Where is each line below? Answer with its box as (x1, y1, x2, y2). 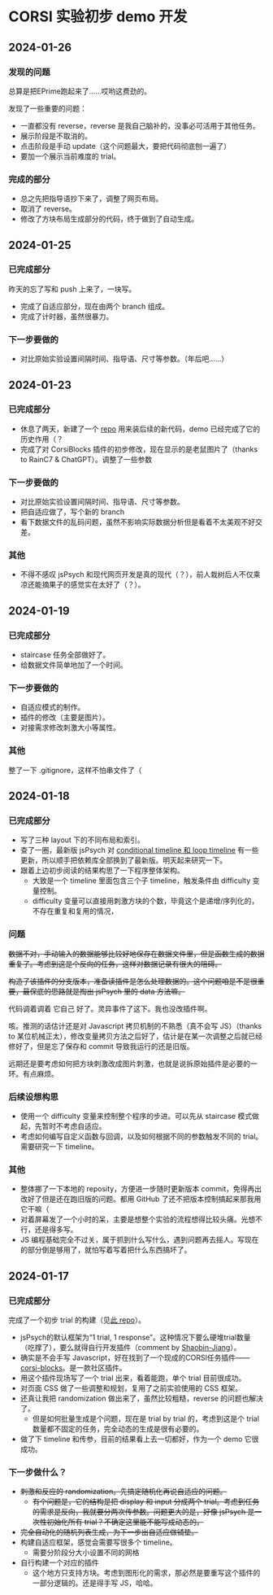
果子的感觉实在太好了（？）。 (48, 579, 145, 590)
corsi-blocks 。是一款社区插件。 (19, 1362, 128, 1372)
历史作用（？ (19, 434, 63, 444)
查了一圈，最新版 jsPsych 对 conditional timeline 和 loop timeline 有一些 (19, 846, 259, 855)
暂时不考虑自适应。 (41, 1121, 106, 1131)
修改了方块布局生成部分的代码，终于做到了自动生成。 (19, 214, 199, 224)
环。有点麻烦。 (8, 1068, 58, 1078)
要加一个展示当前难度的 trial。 (19, 151, 121, 161)
